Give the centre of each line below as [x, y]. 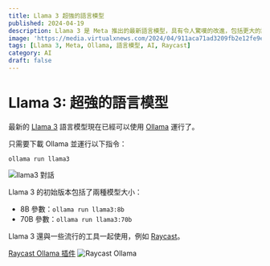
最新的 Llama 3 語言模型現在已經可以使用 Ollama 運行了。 [104, 126]
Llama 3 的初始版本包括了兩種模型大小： [75, 192]
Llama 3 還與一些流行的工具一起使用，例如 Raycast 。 [96, 236]
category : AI [30, 53]
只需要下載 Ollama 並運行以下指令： [67, 143]
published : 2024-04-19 [46, 23]
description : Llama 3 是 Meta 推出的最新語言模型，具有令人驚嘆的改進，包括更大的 [135, 31]
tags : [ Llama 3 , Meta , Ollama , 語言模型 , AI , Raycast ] [100, 46]
